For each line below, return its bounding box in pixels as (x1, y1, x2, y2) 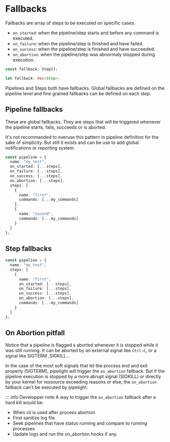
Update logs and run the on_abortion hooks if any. (12, 431, 118, 437)
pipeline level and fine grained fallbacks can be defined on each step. (5, 90, 151, 97)
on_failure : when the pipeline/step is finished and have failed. (12, 40, 144, 46)
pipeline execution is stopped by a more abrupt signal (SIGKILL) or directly (5, 373, 161, 379)
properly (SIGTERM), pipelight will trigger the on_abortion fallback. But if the (5, 368, 165, 374)
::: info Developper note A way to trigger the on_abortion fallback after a (5, 394, 156, 400)
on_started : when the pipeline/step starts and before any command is (12, 30, 159, 36)
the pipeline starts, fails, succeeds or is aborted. (5, 124, 106, 130)
